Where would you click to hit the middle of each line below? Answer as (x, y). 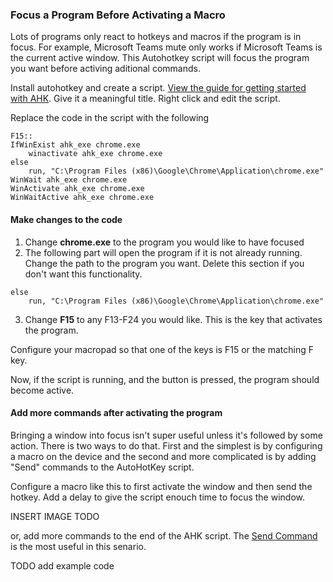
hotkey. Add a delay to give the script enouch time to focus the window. (157, 497)
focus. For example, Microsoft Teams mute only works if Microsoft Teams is (166, 47)
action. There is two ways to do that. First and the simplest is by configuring (166, 445)
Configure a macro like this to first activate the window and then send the (161, 486)
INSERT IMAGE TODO (55, 516)
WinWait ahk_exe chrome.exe (69, 180)
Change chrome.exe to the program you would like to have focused (164, 242)
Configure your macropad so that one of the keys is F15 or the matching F (162, 349)
